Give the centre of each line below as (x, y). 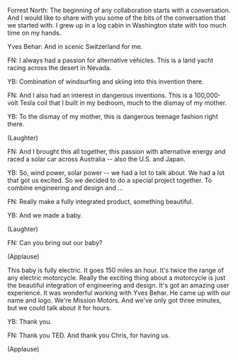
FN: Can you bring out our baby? (55, 243)
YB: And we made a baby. (45, 215)
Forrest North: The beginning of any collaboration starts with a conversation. (119, 10)
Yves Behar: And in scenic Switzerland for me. (75, 46)
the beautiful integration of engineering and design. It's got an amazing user (119, 285)
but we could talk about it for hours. (59, 308)
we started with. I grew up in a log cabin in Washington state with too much (117, 25)
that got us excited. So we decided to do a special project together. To (110, 180)
